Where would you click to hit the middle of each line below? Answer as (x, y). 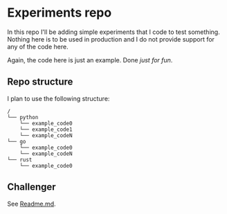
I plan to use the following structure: (58, 98)
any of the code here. (38, 46)
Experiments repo (60, 13)
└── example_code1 (46, 130)
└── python (23, 117)
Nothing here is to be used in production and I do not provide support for (111, 39)
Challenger (32, 187)
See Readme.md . (32, 204)
